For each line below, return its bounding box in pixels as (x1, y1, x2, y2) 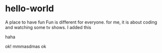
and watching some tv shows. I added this (5, 24, 92, 30)
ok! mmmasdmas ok (5, 43, 47, 49)
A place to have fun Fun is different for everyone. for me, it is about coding (5, 19, 158, 25)
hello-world (5, 3, 54, 14)
